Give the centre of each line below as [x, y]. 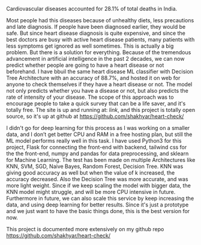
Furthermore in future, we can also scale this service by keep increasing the [100, 198]
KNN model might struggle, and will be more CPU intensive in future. [91, 192]
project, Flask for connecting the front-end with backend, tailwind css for [97, 147]
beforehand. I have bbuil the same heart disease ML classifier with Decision [100, 71]
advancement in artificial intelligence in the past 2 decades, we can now [95, 59]
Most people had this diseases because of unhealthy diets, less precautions [100, 20]
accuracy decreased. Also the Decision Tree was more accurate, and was [97, 179]
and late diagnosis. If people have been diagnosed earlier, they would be [96, 27]
